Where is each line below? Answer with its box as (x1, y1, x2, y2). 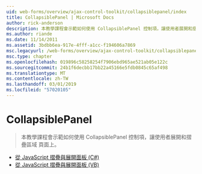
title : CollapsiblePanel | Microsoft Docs (6, 14, 114, 20)
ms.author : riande (6, 31, 52, 37)
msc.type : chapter (6, 53, 52, 59)
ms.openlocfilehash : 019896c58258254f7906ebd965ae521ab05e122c (6, 59, 168, 65)
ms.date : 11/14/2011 (6, 37, 58, 43)
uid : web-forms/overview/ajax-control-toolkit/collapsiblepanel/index (6, 8, 187, 15)
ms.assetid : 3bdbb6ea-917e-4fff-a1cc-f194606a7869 (6, 43, 136, 49)
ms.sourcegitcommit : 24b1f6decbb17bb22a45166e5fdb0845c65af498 (6, 64, 168, 71)
